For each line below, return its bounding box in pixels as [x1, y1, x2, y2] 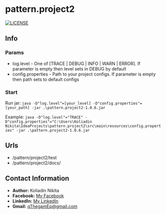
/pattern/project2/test [12, 154, 57, 160]
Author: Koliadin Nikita [12, 187, 60, 193]
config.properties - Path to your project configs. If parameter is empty [12, 71, 156, 77]
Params [5, 49, 24, 56]
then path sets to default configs [12, 76, 80, 82]
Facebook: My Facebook [12, 193, 64, 199]
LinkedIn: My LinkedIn [12, 198, 59, 204]
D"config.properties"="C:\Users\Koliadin [5, 119, 92, 124]
